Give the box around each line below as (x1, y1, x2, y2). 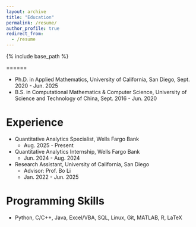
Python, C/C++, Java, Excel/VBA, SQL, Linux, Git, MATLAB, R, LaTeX (14, 214, 182, 221)
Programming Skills (6, 194, 105, 208)
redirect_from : (6, 31, 44, 37)
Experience (6, 116, 64, 129)
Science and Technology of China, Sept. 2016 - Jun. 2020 (14, 95, 157, 102)
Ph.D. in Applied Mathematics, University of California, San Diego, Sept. (14, 76, 190, 83)
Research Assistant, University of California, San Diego (14, 160, 150, 167)
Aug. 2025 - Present (23, 141, 74, 149)
